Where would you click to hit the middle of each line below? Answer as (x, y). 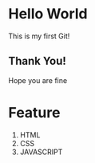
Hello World (48, 14)
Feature (34, 112)
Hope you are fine (38, 80)
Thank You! (37, 61)
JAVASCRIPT (41, 152)
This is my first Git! (39, 36)
